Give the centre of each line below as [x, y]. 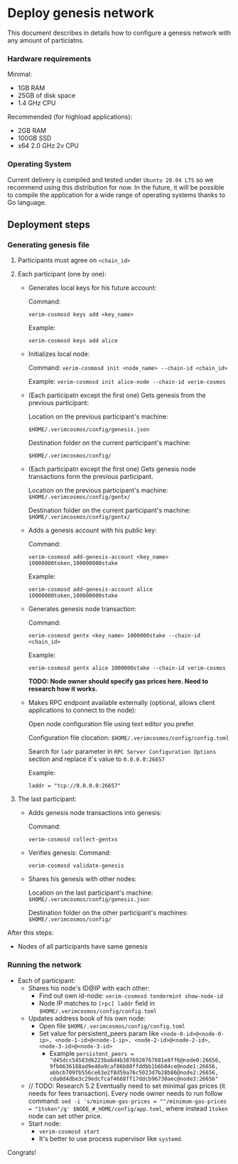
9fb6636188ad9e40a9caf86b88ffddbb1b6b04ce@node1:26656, [134, 1066]
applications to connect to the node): [82, 710]
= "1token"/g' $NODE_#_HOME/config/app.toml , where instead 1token [128, 1108]
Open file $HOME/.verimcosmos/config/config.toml [112, 1025]
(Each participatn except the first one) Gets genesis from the [117, 395]
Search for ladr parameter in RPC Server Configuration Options [122, 752]
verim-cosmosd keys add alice [73, 341]
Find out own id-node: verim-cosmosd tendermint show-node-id [131, 996]
